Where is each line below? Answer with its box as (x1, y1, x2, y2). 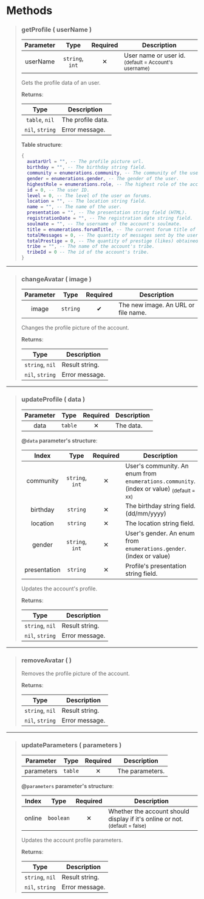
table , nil (25, 116, 55, 124)
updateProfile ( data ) (21, 395, 86, 404)
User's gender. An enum (125, 529, 195, 537)
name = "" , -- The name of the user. (27, 204, 123, 210)
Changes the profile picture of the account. (21, 324, 129, 332)
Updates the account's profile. (21, 585, 98, 592)
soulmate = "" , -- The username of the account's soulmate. (27, 220, 182, 227)
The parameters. (117, 767, 165, 775)
